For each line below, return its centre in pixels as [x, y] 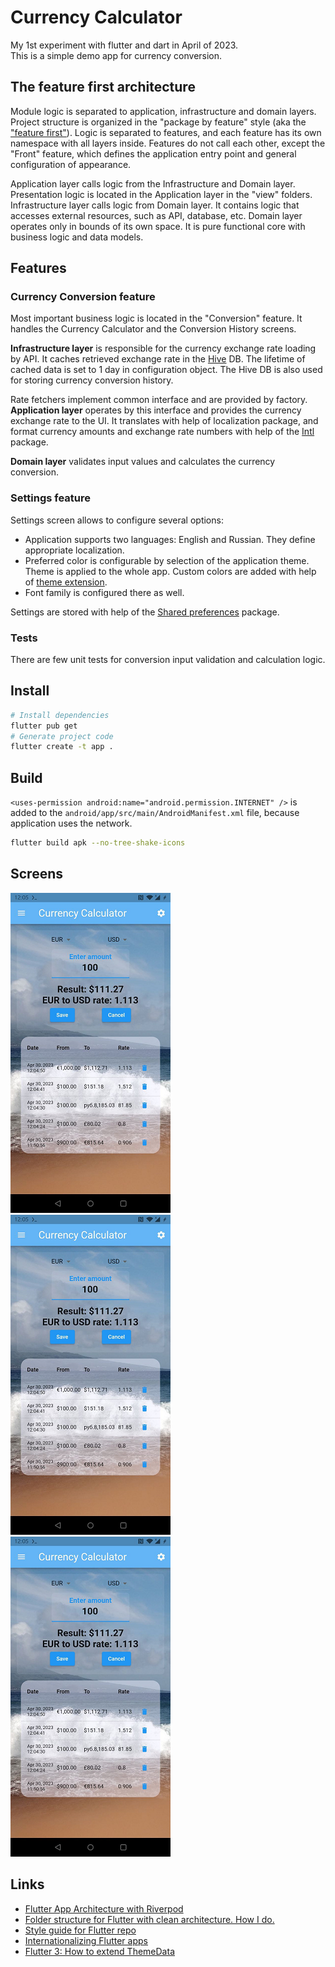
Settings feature [50, 498]
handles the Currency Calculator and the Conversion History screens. [153, 329]
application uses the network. [71, 823]
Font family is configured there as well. [104, 592]
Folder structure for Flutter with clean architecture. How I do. [149, 1919]
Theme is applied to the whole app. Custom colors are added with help [170, 571]
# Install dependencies [60, 715]
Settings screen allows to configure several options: [117, 520]
